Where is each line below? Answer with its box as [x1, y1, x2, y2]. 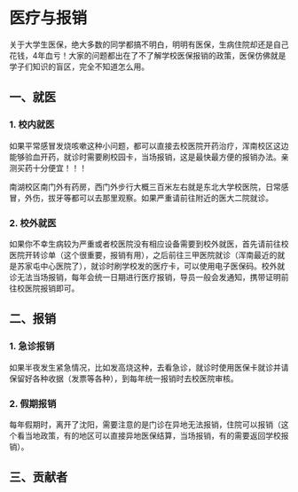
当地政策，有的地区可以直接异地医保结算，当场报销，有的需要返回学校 [24, 430, 281, 441]
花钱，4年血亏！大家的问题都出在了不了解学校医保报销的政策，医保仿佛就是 [9, 50, 286, 60]
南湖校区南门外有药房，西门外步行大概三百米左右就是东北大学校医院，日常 [9, 181, 281, 191]
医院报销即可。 [24, 283, 80, 293]
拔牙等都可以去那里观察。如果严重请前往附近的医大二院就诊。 [47, 192, 273, 203]
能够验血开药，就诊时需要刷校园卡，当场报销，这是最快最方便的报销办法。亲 [9, 152, 289, 162]
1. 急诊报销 [9, 340, 55, 353]
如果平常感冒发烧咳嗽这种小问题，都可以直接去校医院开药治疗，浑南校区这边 [9, 140, 289, 151]
